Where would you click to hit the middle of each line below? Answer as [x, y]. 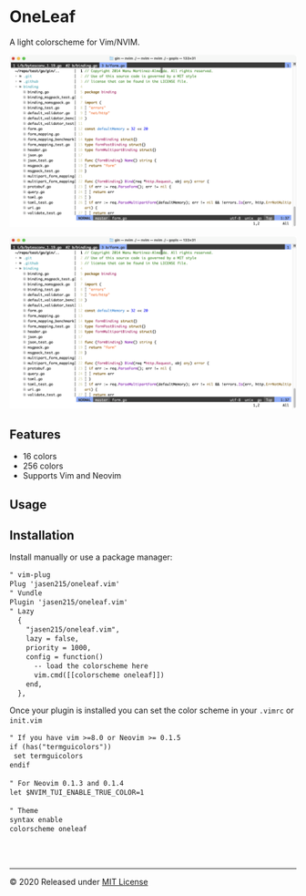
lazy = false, [52, 639]
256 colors [43, 466]
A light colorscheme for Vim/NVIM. [75, 42]
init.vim [26, 721]
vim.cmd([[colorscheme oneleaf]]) [99, 675]
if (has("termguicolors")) [61, 747]
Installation [42, 535]
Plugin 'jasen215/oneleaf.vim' [69, 602]
